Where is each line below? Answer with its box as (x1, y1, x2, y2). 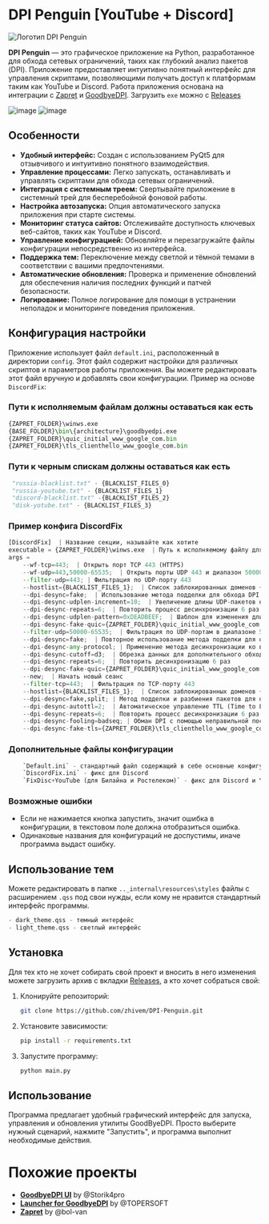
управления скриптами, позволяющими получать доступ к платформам (8, 73, 256, 82)
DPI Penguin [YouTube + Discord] (8, 6, 235, 24)
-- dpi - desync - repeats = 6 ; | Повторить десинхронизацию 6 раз (22, 658, 231, 666)
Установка (8, 946, 64, 960)
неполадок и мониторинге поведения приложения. (19, 303, 195, 313)
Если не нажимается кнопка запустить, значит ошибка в (19, 814, 215, 824)
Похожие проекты (8, 1163, 138, 1182)
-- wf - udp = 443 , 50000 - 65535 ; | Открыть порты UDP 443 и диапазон (22, 568, 242, 576)
